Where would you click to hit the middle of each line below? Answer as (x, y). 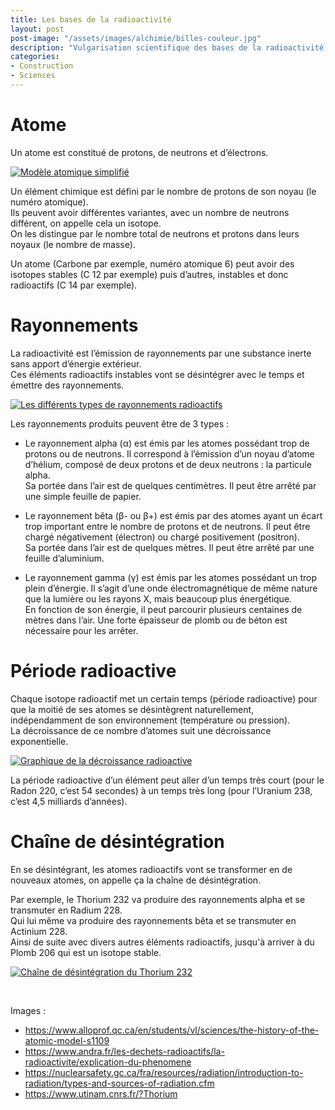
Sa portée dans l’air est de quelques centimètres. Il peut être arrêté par (170, 485)
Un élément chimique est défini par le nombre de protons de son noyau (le (163, 191)
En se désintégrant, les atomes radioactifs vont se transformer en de (151, 869)
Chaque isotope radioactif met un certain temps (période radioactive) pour (164, 698)
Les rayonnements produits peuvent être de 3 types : (120, 423)
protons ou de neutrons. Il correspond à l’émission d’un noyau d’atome (169, 453)
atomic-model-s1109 (67, 1040)
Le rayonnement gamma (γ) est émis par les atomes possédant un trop (170, 577)
